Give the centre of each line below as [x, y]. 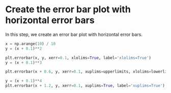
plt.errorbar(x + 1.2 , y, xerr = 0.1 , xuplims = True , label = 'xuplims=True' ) [85, 86]
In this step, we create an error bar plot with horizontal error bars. [74, 34]
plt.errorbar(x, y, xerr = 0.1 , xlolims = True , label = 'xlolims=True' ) [78, 58]
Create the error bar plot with [68, 9]
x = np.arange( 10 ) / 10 [31, 44]
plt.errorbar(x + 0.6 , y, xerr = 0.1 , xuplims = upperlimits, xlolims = [78, 72]
